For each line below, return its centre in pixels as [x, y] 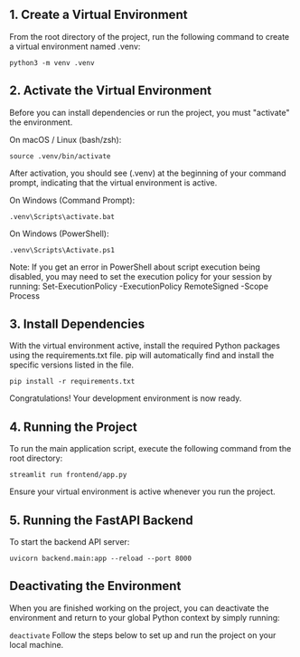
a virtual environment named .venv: [75, 46]
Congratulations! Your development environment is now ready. [126, 398]
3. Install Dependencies [77, 324]
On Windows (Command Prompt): [72, 200]
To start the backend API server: [70, 542]
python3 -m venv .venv [52, 62]
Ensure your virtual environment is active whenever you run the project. [142, 491]
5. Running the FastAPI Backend [101, 520]
